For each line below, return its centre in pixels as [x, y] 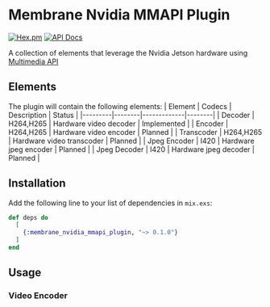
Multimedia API [33, 61]
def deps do [28, 217]
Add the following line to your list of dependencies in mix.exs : [110, 203]
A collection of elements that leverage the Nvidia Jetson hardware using [128, 53]
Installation [37, 183]
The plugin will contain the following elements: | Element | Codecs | [120, 106]
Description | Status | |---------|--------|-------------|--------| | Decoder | [132, 115]
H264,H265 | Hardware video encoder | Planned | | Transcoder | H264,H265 [135, 132]
